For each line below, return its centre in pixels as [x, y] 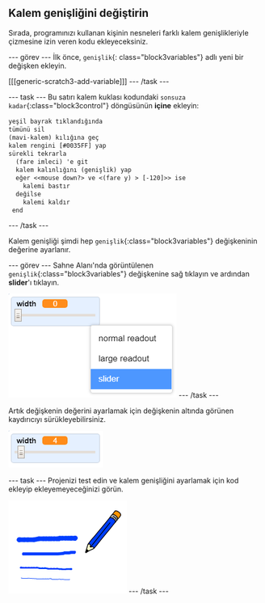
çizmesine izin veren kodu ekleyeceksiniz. [78, 41]
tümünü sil [27, 129]
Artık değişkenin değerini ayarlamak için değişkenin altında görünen [121, 411]
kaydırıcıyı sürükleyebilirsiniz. [57, 419]
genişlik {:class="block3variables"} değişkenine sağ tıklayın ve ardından [129, 273]
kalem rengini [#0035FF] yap [57, 145]
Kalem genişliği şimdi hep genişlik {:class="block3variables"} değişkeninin [133, 241]
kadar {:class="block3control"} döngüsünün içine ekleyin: [104, 105]
